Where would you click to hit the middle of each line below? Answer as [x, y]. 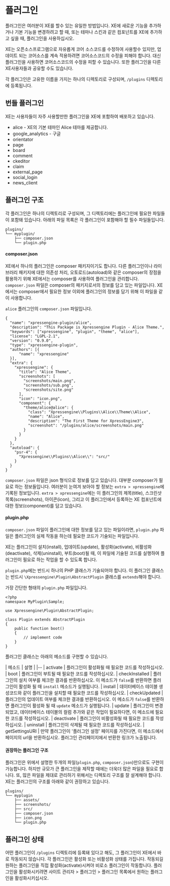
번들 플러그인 [25, 103]
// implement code [43, 637]
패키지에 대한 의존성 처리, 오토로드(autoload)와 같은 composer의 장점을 [90, 272]
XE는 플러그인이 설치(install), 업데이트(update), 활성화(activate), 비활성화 [79, 547]
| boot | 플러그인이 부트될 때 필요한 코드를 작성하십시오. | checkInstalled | [79, 673]
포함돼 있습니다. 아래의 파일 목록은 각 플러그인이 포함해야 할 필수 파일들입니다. [88, 219]
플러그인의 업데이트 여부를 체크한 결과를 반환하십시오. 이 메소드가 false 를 [78, 699]
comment [23, 156]
